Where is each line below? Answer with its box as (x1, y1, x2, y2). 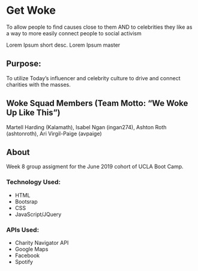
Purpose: (6, 59, 41, 69)
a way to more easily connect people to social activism (6, 29, 142, 36)
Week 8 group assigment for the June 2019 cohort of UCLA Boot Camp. (6, 163, 184, 170)
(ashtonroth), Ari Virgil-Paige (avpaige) (6, 130, 102, 137)
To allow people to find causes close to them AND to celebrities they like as (6, 23, 193, 31)
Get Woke (6, 4, 56, 17)
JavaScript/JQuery (14, 211, 62, 218)
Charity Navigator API (14, 239, 69, 246)
